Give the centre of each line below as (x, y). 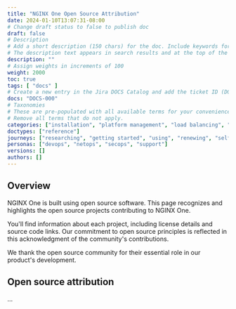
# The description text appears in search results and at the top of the (118, 53)
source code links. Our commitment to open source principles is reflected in (117, 231)
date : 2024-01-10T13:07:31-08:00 (56, 20)
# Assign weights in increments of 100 (66, 66)
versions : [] (26, 151)
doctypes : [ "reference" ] (44, 131)
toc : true (22, 79)
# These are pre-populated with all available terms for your (100, 112)
